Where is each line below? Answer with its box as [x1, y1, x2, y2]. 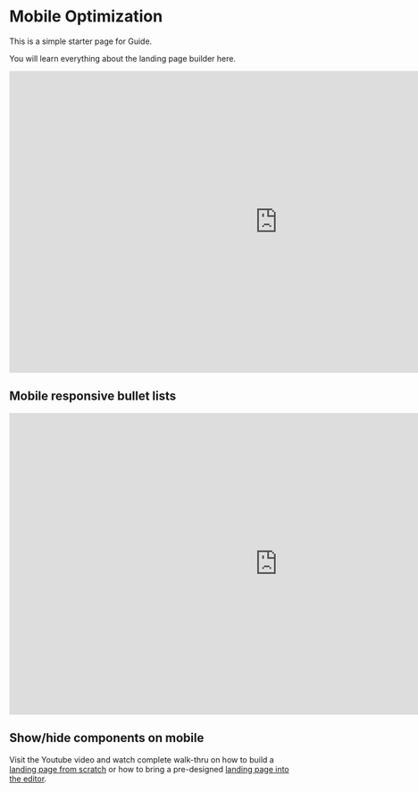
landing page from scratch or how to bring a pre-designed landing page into [9, 763, 289, 774]
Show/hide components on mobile [9, 730, 205, 746]
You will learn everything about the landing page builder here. [9, 53, 237, 63]
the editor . [9, 773, 47, 784]
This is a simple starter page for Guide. [9, 36, 153, 46]
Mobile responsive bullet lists [9, 389, 177, 404]
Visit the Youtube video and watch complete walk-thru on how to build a [9, 754, 274, 765]
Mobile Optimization [9, 6, 163, 27]
